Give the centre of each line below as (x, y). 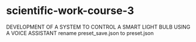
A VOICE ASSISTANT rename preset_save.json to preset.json (80, 33)
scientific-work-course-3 (70, 11)
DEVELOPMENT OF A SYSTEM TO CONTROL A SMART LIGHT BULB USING (98, 27)
